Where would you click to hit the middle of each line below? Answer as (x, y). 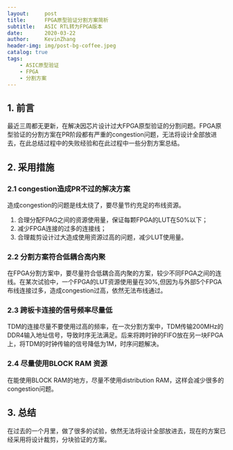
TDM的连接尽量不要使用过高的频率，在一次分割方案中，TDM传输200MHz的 (115, 327)
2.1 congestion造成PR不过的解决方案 (69, 189)
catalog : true (28, 53)
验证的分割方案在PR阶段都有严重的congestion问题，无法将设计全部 (109, 135)
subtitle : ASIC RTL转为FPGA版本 (55, 26)
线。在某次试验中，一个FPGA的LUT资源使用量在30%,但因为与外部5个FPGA (114, 282)
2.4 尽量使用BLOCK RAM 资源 (57, 363)
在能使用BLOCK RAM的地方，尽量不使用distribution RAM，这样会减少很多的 (115, 380)
